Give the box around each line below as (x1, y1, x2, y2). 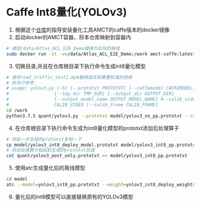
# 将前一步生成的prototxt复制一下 (6, 136, 82, 142)
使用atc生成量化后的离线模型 (14, 164, 86, 172)
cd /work (6, 107, 28, 113)
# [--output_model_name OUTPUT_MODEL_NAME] (6, 96, 159, 103)
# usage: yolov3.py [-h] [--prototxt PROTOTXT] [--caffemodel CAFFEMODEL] (6, 85, 196, 91)
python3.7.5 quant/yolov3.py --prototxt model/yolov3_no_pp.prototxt (6, 113, 183, 119)
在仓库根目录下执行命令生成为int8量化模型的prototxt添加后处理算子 (14, 124, 180, 131)
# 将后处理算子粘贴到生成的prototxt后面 (6, 147, 95, 153)
